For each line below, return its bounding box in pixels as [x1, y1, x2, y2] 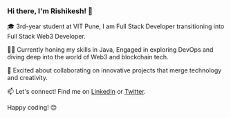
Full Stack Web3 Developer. [7, 32, 86, 41]
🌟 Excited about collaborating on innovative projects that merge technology [7, 66, 222, 75]
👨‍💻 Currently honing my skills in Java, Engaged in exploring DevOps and [7, 46, 214, 54]
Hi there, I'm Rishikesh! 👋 [7, 6, 93, 16]
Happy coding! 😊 [7, 104, 57, 112]
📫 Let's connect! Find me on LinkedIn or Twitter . [7, 88, 147, 96]
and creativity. [7, 74, 48, 82]
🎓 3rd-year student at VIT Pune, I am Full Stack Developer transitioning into [7, 22, 225, 30]
